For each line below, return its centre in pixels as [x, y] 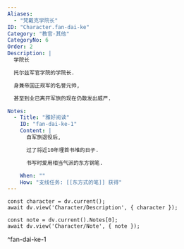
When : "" [33, 175]
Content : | [36, 131]
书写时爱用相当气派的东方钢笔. [65, 163]
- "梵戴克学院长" [36, 21]
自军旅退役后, [43, 137]
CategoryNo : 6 [28, 40]
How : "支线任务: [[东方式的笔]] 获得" [71, 182]
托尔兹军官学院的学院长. [44, 73]
